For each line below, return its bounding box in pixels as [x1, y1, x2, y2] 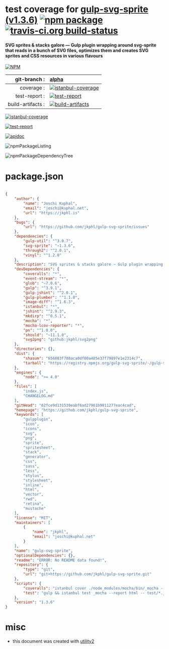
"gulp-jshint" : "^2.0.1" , [23, 290, 78, 295]
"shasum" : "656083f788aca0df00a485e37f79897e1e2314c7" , [23, 356, 143, 361]
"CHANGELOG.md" [23, 393, 55, 398]
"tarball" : [23, 360, 46, 365]
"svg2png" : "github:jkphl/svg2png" [23, 337, 98, 342]
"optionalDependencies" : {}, [14, 553, 75, 558]
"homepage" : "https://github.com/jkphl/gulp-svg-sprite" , [14, 407, 138, 412]
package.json [5, 171, 64, 182]
